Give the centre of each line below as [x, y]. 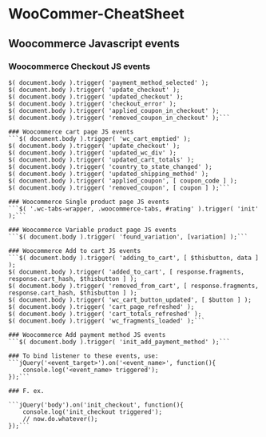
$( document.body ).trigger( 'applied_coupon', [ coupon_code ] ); [123, 181]
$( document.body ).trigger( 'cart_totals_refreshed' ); [105, 314]
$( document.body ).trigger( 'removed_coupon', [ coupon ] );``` [119, 188]
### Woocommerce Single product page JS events [89, 202]
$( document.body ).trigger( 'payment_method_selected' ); [109, 82]
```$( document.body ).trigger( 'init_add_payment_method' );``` [119, 342]
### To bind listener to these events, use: [83, 356]
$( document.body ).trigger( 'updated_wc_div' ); [93, 153]
